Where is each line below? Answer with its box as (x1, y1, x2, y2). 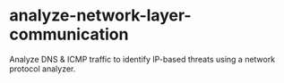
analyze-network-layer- (9, 5, 192, 26)
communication (9, 24, 129, 45)
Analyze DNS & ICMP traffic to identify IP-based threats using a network (9, 54, 276, 64)
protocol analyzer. (9, 63, 76, 74)
